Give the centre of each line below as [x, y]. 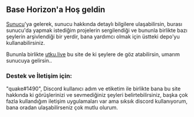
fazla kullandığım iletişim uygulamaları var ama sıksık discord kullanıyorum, [97, 101]
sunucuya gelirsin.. [29, 60]
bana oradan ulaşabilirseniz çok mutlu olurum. [62, 108]
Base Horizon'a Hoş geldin [56, 10]
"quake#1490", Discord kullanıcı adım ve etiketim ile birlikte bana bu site [93, 89]
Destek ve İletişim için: [39, 76]
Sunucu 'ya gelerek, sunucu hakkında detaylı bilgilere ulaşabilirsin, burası [94, 24]
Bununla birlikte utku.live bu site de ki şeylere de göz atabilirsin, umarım [93, 54]
